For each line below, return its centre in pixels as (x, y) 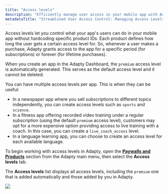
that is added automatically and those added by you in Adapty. (69, 177)
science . (21, 110)
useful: (12, 90)
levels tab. (16, 162)
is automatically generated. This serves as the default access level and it (80, 69)
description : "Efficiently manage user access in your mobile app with (81, 14)
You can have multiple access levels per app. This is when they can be (78, 84)
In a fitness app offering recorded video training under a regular (78, 115)
